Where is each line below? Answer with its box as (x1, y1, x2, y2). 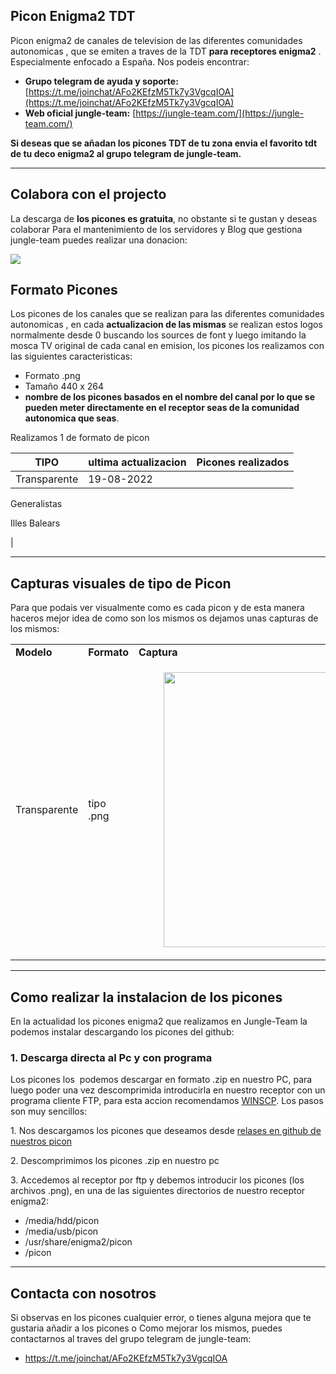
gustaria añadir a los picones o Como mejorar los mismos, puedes (10, 1322, 283, 1334)
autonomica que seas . (24, 412, 120, 424)
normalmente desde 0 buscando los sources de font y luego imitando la (10, 329, 307, 341)
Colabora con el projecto (10, 186, 167, 203)
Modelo (15, 645, 53, 659)
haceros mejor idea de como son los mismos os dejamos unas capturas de (10, 612, 319, 624)
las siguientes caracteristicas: (10, 350, 133, 363)
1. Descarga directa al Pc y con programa (10, 1050, 213, 1064)
